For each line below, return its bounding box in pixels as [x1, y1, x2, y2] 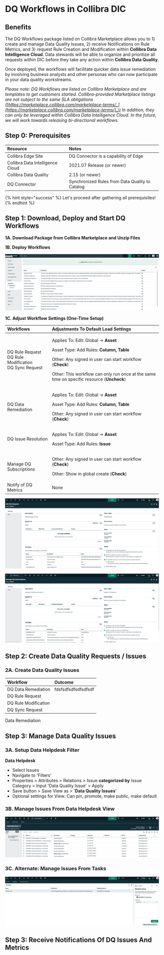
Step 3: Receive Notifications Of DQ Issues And [5, 936, 152, 944]
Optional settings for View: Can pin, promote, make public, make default [12, 793, 157, 799]
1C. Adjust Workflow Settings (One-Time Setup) [5, 315, 104, 321]
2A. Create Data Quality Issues [5, 667, 80, 674]
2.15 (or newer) [69, 172, 101, 178]
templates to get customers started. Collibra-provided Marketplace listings [5, 92, 156, 97]
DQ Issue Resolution [7, 436, 48, 442]
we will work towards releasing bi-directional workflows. [5, 118, 119, 123]
